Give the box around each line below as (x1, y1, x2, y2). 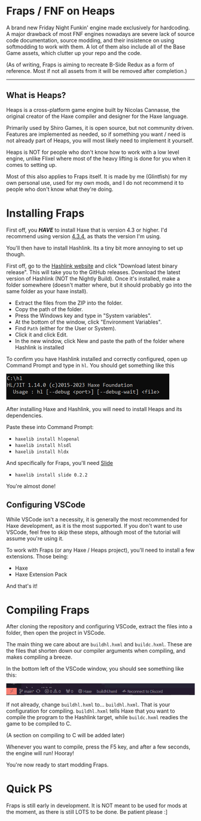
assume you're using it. (6, 534, 64, 542)
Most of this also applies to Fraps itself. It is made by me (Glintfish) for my (6, 172, 187, 180)
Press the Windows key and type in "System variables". (14, 312, 152, 319)
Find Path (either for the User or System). (14, 324, 117, 332)
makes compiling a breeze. (6, 653, 73, 661)
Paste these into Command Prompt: (6, 423, 94, 430)
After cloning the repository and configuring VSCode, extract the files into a (6, 623, 193, 630)
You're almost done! (6, 482, 56, 489)
